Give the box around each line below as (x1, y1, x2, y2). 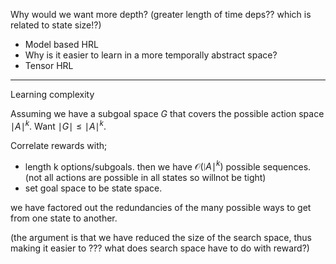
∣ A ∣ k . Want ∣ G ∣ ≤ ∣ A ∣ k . (10, 119, 107, 132)
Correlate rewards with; (10, 139, 108, 151)
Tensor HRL (24, 60, 74, 71)
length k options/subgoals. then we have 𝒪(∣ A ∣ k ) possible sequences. (24, 159, 312, 173)
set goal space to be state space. (24, 182, 163, 194)
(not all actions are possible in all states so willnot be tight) (24, 172, 267, 184)
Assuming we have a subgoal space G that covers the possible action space (10, 108, 325, 119)
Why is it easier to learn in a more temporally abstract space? (24, 49, 278, 61)
